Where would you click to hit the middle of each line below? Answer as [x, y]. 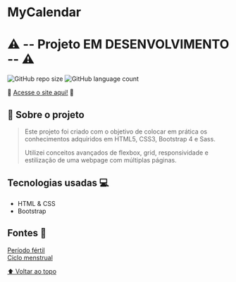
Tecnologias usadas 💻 [58, 183]
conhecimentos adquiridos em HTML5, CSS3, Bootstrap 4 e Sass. [120, 139]
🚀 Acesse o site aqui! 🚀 [41, 93]
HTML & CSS [36, 203]
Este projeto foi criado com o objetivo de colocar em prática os [116, 132]
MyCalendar [44, 12]
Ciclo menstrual [30, 257]
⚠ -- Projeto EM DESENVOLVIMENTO [118, 45]
